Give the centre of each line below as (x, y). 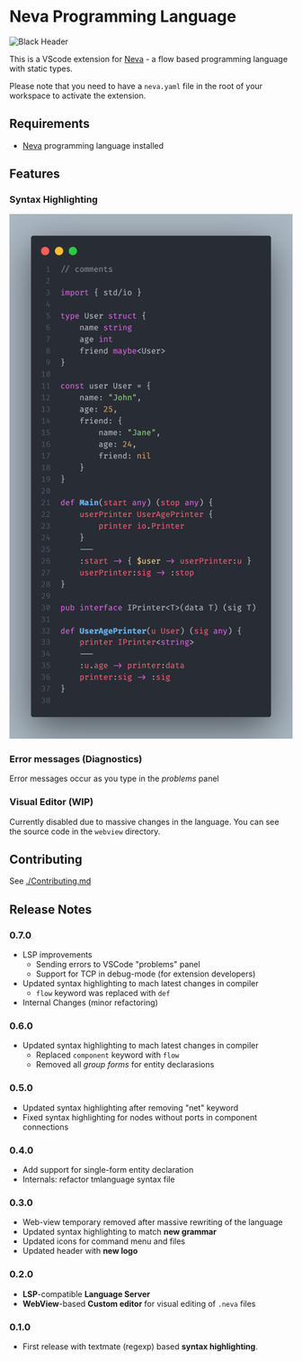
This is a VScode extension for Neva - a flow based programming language (149, 59)
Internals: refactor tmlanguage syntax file (98, 1179)
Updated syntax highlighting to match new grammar (120, 1232)
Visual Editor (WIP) (52, 802)
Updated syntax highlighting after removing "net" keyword (130, 1107)
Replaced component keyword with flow (107, 1055)
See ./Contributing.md (50, 881)
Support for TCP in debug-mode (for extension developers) (146, 974)
